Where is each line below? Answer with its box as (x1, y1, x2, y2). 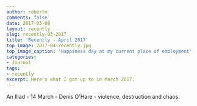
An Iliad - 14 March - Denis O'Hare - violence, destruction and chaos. (6, 93, 180, 101)
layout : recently (6, 25, 51, 32)
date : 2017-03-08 (6, 20, 51, 26)
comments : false (6, 15, 48, 21)
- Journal (6, 59, 32, 65)
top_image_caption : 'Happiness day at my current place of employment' (6, 48, 192, 55)
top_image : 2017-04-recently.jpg (6, 43, 91, 49)
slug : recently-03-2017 (6, 31, 67, 38)
